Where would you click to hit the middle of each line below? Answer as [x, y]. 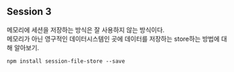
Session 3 [29, 12]
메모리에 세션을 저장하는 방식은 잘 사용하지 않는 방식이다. [86, 30]
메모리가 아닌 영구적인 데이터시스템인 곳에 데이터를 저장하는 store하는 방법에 [113, 38]
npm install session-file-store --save [66, 61]
